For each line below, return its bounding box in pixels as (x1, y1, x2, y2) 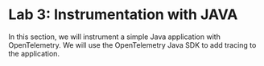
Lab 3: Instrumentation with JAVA (8, 6, 238, 24)
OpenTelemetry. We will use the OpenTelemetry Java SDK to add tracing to (8, 40, 257, 49)
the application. (8, 49, 60, 58)
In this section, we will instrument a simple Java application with (8, 32, 221, 41)
